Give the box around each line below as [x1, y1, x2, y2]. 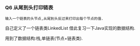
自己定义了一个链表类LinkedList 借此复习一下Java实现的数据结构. [5, 25, 136, 31]
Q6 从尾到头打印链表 [5, 4, 53, 11]
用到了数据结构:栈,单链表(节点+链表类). [5, 35, 83, 41]
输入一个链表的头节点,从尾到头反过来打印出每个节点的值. [5, 16, 104, 21]
